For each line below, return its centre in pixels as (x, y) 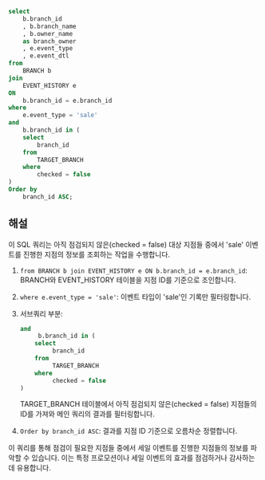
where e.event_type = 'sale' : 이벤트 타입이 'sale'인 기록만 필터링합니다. (135, 297)
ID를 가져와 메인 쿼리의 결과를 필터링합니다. (87, 414)
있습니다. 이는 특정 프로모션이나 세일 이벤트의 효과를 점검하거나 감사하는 (143, 458)
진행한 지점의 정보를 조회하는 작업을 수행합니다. (96, 254)
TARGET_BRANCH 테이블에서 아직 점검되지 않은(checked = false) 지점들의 (138, 404)
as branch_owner (50, 41)
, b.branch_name (50, 26)
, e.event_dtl (46, 56)
